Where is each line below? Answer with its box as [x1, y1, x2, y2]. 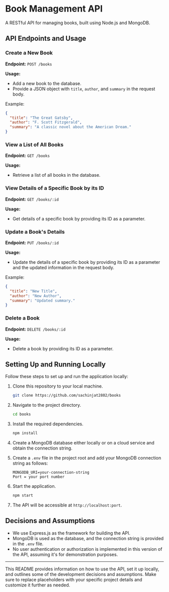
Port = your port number [12, 474, 65, 479]
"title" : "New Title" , [10, 288, 57, 293]
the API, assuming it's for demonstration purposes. [12, 551, 118, 557]
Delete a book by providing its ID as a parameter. [12, 345, 114, 351]
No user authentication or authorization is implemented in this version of [12, 546, 162, 552]
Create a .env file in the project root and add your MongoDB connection [12, 455, 161, 461]
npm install [12, 431, 38, 436]
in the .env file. [12, 541, 44, 547]
